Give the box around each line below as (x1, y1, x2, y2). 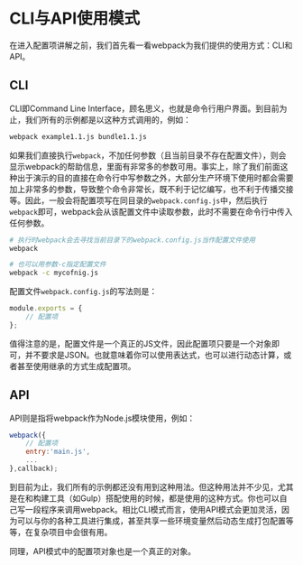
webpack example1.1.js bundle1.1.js (9, 132, 147, 141)
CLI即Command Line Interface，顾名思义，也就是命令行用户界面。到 (9, 103, 264, 114)
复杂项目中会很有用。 (32, 526, 113, 537)
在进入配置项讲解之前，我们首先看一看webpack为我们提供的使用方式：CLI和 (9, 40, 293, 51)
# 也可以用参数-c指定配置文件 (9, 260, 106, 269)
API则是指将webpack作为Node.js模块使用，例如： (9, 412, 196, 423)
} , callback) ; (9, 464, 59, 474)
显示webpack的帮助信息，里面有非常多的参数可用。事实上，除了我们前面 (9, 161, 281, 171)
